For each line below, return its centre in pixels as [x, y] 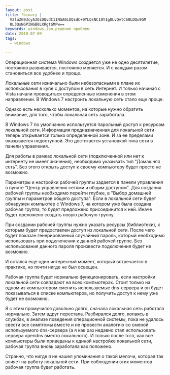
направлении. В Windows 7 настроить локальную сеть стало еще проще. [84, 99]
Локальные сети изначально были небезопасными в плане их [73, 83]
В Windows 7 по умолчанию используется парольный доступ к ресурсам [85, 124]
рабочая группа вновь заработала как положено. [59, 346]
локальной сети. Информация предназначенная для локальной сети [80, 130]
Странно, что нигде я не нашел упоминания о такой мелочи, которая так [84, 356]
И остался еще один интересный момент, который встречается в [76, 261]
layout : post [19, 10]
